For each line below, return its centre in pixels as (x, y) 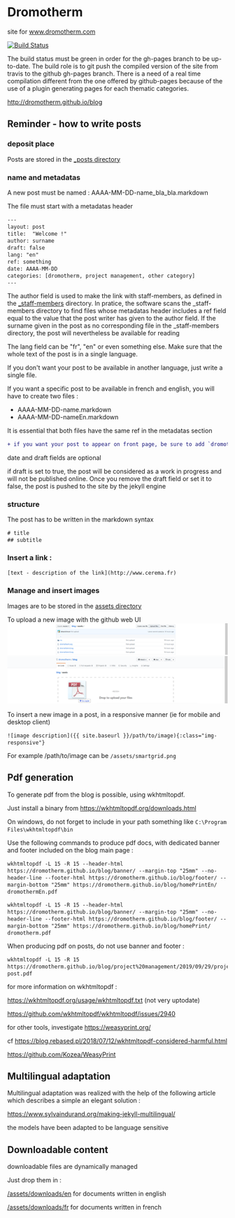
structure (23, 504)
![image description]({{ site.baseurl (64, 736)
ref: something (29, 262)
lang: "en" (23, 255)
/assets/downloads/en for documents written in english (87, 1193)
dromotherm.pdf (29, 933)
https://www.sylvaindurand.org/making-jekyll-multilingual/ (92, 1114)
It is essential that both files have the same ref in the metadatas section (110, 430)
